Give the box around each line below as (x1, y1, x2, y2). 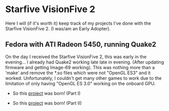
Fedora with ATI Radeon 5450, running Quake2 (5, 40, 156, 49)
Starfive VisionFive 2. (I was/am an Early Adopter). (5, 25, 111, 31)
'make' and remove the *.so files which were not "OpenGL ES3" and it (5, 70, 151, 76)
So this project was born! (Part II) (12, 100, 82, 106)
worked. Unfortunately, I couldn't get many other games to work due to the (5, 75, 162, 81)
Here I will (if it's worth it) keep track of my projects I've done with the (5, 20, 151, 26)
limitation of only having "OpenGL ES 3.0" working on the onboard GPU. (5, 80, 156, 86)
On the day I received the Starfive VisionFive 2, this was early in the (5, 53, 147, 60)
